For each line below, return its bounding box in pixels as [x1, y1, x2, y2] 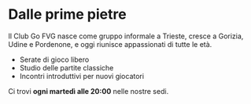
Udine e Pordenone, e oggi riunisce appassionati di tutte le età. [8, 39, 212, 48]
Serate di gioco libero [19, 55, 90, 64]
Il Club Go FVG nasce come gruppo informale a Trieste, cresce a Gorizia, [8, 31, 244, 41]
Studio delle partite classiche [19, 63, 114, 72]
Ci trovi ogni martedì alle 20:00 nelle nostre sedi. [8, 86, 169, 95]
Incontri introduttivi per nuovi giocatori [19, 71, 144, 81]
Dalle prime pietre [8, 5, 127, 23]
